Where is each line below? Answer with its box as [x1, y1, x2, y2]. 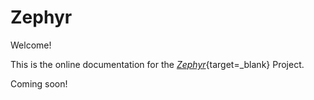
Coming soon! [10, 77, 68, 90]
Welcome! [10, 39, 52, 51]
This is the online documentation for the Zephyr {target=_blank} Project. [10, 58, 305, 70]
